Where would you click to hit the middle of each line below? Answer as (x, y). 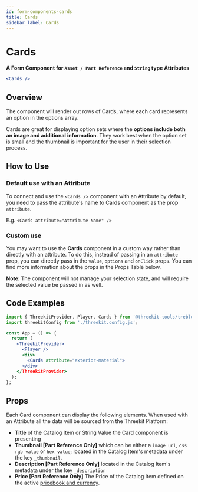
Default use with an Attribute (48, 183)
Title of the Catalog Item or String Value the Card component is (91, 433)
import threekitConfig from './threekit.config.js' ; (72, 322)
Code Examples (35, 304)
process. (17, 148)
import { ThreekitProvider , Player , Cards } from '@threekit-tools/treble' (101, 317)
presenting (28, 439)
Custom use (24, 235)
